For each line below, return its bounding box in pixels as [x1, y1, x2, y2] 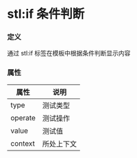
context [10, 138, 36, 148]
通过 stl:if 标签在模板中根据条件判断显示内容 [7, 49, 131, 57]
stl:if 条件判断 [7, 6, 85, 22]
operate [10, 113, 36, 122]
